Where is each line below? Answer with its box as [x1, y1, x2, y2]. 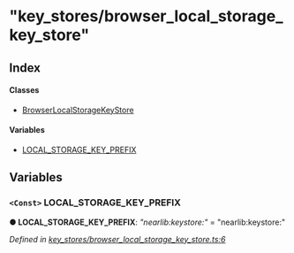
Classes [9, 85, 40, 96]
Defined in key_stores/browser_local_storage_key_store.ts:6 [9, 234, 226, 244]
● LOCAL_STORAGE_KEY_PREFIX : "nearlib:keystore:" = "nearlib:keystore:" [9, 217, 285, 227]
